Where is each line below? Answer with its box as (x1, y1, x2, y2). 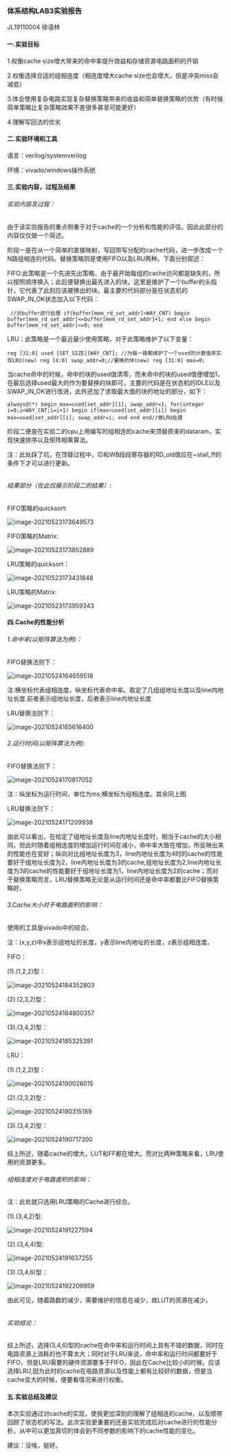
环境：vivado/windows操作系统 (7, 166, 96, 174)
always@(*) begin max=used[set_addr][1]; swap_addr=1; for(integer (7, 401, 205, 408)
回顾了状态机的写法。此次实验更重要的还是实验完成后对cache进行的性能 (7, 1418, 212, 1426)
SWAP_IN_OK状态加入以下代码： (7, 294, 100, 303)
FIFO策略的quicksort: (7, 504, 67, 512)
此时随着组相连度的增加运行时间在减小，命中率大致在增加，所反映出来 (25, 841, 224, 849)
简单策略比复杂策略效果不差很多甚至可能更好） (7, 103, 140, 111)
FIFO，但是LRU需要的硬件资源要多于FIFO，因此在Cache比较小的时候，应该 (7, 1358, 221, 1367)
